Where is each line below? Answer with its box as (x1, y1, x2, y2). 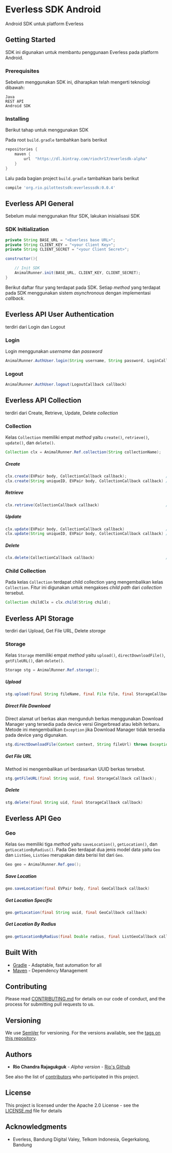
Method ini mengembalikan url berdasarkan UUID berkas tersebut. (5, 766, 145, 772)
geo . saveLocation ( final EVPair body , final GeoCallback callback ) (5, 886, 150, 891)
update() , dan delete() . (5, 440, 55, 446)
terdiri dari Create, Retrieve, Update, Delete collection (5, 410, 118, 416)
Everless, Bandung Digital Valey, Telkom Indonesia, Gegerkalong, (12, 1136, 150, 1142)
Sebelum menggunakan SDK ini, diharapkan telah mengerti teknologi (5, 79, 150, 85)
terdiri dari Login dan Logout (5, 323, 66, 330)
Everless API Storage (5, 614, 74, 623)
